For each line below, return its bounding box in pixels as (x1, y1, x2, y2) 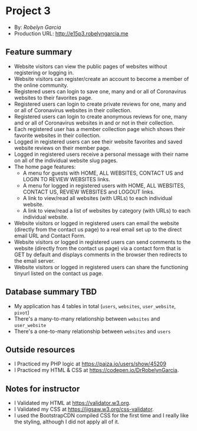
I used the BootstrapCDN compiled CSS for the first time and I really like (14, 412, 189, 419)
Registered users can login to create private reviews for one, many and (14, 100, 186, 107)
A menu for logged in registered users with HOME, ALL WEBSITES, (22, 182, 185, 189)
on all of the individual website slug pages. (14, 156, 118, 164)
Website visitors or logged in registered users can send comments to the (14, 238, 191, 246)
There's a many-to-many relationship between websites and (14, 315, 160, 322)
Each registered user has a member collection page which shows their (14, 125, 185, 132)
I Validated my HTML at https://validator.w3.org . (14, 400, 131, 407)
